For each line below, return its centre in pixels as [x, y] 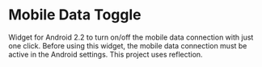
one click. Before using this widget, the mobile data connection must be [128, 45]
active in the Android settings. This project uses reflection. [106, 54]
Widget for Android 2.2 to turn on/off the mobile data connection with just [131, 37]
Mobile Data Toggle [75, 15]
